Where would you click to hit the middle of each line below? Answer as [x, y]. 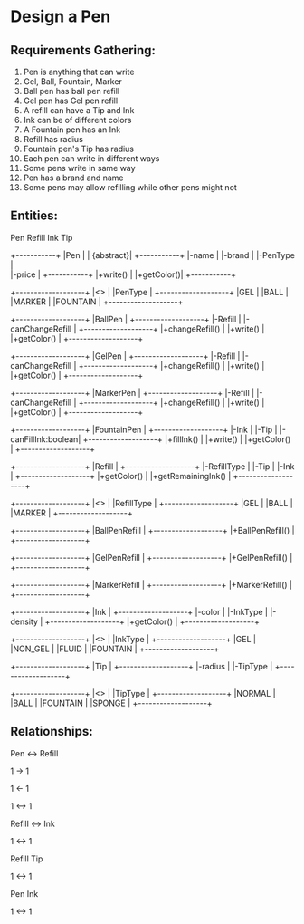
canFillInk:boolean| [46, 439]
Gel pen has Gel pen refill [71, 101]
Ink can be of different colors [77, 120]
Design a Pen [61, 17]
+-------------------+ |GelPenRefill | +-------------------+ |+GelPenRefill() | [152, 557]
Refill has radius [53, 139]
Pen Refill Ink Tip [42, 237]
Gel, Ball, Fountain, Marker [73, 82]
